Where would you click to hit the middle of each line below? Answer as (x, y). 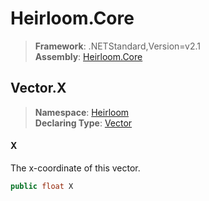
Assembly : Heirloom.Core (88, 56)
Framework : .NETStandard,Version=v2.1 (117, 46)
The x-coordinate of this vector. (75, 168)
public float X (42, 186)
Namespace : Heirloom (82, 112)
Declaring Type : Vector (83, 123)
